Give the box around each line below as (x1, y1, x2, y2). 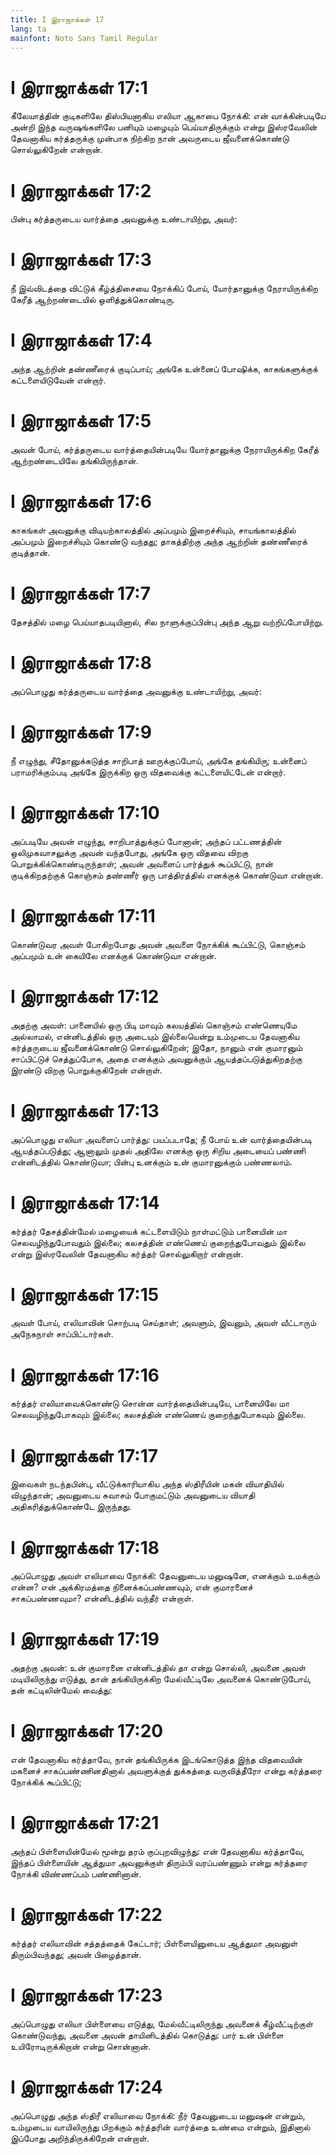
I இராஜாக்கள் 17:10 (10, 802, 160, 824)
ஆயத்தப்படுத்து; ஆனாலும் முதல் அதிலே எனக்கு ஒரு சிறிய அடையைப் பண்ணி (10, 1144, 306, 1156)
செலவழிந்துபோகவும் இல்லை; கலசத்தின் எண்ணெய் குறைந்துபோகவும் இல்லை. (10, 1409, 306, 1421)
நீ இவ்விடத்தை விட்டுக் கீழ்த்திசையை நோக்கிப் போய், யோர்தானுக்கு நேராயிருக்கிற (10, 282, 318, 295)
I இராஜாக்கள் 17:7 (10, 582, 151, 605)
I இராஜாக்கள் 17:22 (10, 1904, 163, 1926)
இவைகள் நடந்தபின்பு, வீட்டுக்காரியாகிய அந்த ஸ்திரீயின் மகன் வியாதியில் (10, 1478, 285, 1490)
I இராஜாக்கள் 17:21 (10, 1812, 160, 1835)
